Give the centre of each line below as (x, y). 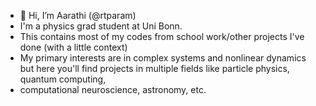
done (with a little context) (73, 47)
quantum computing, (63, 79)
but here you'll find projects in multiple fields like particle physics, (154, 68)
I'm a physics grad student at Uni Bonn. (101, 26)
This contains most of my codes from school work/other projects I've (162, 36)
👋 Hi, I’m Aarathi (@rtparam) (78, 15)
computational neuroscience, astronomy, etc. (113, 89)
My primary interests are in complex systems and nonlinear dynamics (163, 58)
